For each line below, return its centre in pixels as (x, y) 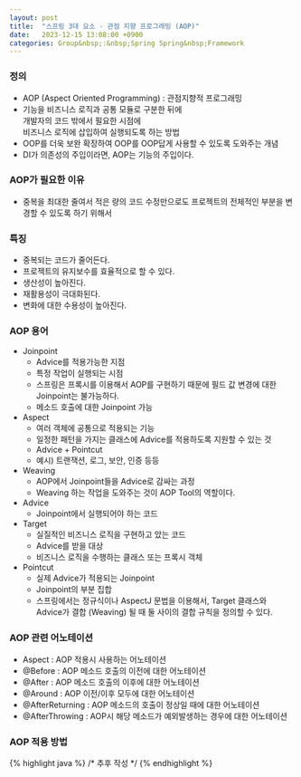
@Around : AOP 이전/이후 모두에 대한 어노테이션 (108, 693)
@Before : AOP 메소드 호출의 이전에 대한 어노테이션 (114, 670)
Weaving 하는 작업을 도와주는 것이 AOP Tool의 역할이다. (136, 493)
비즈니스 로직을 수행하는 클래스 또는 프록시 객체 (119, 557)
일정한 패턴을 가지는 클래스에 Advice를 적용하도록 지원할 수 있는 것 (154, 439)
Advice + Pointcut (69, 450)
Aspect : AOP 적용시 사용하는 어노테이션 (94, 659)
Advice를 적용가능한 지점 (80, 362)
